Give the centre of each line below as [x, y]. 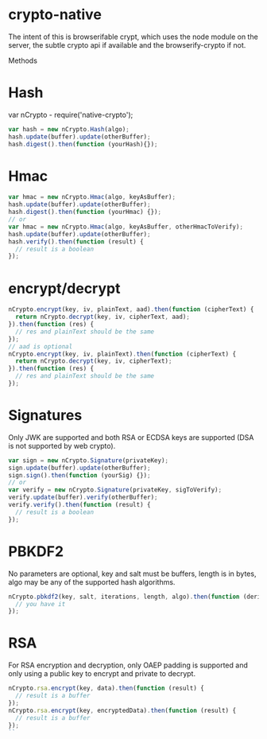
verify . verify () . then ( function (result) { [79, 505]
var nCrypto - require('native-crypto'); [71, 115]
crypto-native [55, 15]
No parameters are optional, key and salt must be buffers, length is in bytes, [132, 574]
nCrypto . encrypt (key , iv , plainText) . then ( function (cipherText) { [122, 354]
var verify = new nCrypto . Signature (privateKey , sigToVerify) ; [115, 490]
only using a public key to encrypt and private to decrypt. [102, 674]
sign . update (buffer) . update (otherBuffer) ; [79, 468]
